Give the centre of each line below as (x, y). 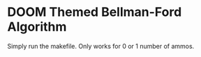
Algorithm (37, 27)
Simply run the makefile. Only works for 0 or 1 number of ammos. (101, 46)
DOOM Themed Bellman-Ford (95, 12)
